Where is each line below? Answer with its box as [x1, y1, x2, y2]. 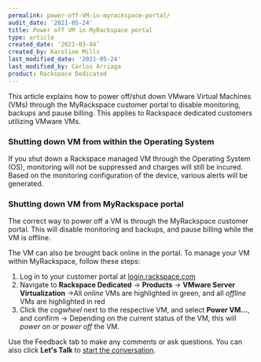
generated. [8, 178, 44, 188]
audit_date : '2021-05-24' [8, 19, 93, 27]
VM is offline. [8, 233, 51, 243]
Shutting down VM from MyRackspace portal [8, 198, 185, 209]
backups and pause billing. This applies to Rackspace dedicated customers [8, 108, 253, 118]
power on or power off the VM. [19, 322, 119, 331]
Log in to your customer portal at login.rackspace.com [19, 272, 196, 281]
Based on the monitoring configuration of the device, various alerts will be [8, 170, 248, 180]
